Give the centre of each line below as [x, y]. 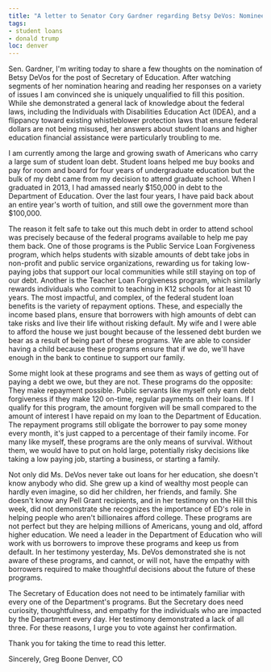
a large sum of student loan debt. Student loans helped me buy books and [131, 162]
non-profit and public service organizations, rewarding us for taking [121, 263]
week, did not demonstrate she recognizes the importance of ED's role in [130, 509]
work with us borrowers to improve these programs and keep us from [124, 544]
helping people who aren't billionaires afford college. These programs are [130, 518]
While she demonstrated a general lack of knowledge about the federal [126, 103]
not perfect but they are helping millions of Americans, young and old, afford [135, 527]
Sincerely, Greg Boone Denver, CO [66, 659]
